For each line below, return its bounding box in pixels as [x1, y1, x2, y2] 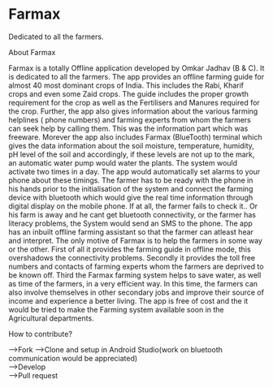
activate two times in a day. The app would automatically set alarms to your [8, 166, 261, 176]
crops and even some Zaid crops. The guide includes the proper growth [8, 88, 249, 98]
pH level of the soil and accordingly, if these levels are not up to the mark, [8, 149, 255, 159]
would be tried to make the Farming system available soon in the [8, 304, 225, 314]
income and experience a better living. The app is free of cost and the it [8, 295, 249, 305]
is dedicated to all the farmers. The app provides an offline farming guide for [8, 71, 265, 81]
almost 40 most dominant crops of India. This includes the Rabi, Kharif [8, 80, 245, 90]
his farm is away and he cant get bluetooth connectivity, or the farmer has [8, 209, 256, 219]
